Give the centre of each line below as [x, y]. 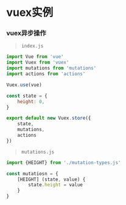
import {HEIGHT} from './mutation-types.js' [64, 162]
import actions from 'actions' [46, 74]
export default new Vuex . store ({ [49, 118]
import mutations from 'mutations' [51, 68]
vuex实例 [30, 13]
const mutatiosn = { [33, 174]
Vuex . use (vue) [24, 85]
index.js [32, 46]
